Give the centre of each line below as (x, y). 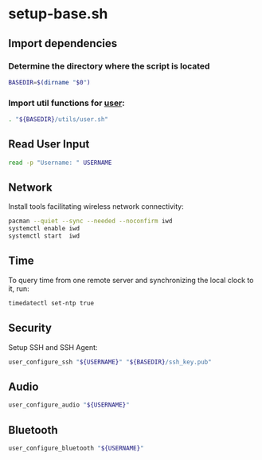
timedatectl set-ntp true (51, 303)
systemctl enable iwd (44, 229)
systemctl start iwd (44, 236)
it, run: (19, 289)
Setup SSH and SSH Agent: (53, 347)
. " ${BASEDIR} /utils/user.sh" (59, 120)
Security (30, 328)
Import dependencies (63, 43)
